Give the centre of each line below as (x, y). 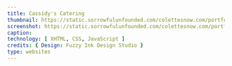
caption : (20, 33)
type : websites (29, 52)
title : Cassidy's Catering (46, 13)
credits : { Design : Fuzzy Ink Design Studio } (75, 45)
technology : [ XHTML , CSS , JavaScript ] (66, 39)
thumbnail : (23, 20)
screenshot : (24, 26)
